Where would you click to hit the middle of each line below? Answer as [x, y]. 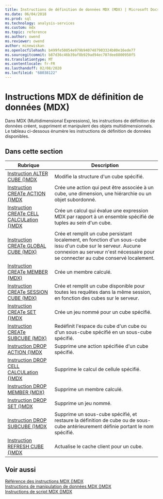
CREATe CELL [23, 214]
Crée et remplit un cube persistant [93, 233]
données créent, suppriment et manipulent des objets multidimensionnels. [79, 126]
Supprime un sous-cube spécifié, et [96, 414]
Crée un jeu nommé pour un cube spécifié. [103, 312]
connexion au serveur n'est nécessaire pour [104, 252]
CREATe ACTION [27, 194]
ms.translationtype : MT [29, 59]
